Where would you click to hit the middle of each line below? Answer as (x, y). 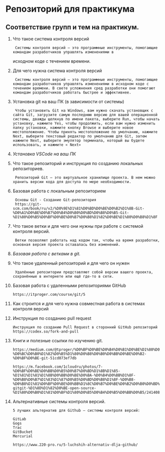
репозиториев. (28, 168)
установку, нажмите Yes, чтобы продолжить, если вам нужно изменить (84, 123)
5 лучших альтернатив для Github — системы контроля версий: (76, 410)
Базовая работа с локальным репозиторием (59, 191)
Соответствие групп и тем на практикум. (72, 27)
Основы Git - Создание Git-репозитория (56, 200)
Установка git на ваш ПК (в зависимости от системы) (68, 102)
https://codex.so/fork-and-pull (46, 332)
